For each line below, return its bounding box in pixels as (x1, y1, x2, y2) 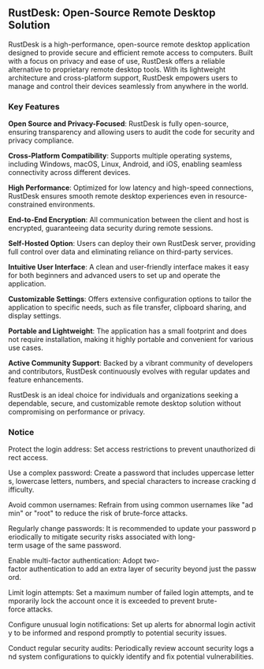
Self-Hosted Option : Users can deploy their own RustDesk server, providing (8, 239, 256, 248)
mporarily (8, 597, 39, 606)
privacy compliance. (8, 136, 74, 145)
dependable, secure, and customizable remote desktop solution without (8, 399, 242, 408)
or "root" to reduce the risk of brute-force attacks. (24, 508, 188, 518)
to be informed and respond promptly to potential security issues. (13, 628, 227, 637)
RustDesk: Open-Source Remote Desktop (8, 6, 216, 20)
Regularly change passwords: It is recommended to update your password (8, 524, 251, 533)
